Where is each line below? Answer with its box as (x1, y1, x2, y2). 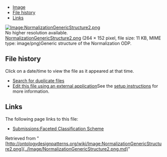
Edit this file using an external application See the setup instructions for (12, 83, 158, 89)
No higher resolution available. (5, 30, 68, 35)
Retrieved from (5, 135, 36, 141)
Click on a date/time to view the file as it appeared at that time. (5, 68, 134, 74)
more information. (12, 88, 49, 94)
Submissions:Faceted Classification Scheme (12, 126, 104, 132)
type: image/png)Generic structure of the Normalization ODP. (5, 40, 131, 46)
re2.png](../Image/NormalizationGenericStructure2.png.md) (5, 146, 128, 152)
